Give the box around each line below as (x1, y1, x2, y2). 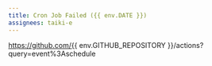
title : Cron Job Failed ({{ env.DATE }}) (8, 11, 148, 20)
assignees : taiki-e (8, 19, 73, 27)
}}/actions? (168, 40, 204, 49)
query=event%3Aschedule (8, 49, 96, 58)
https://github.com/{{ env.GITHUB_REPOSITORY (8, 40, 167, 49)
